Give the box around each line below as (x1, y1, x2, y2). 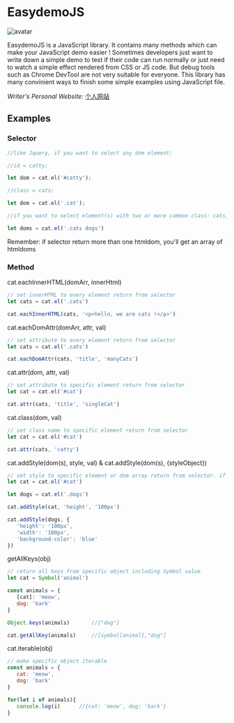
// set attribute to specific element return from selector (7, 382, 186, 389)
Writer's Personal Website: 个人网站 (7, 92, 110, 100)
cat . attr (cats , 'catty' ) (7, 446, 79, 453)
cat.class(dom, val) (7, 413, 62, 421)
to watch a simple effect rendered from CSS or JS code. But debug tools (7, 63, 215, 71)
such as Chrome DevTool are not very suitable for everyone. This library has (7, 70, 226, 79)
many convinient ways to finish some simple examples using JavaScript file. (7, 77, 225, 86)
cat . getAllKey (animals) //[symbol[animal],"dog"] (7, 632, 167, 639)
